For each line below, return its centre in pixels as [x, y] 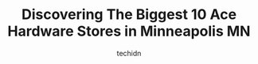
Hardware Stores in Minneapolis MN [129, 31]
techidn [129, 53]
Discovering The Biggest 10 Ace [129, 15]
